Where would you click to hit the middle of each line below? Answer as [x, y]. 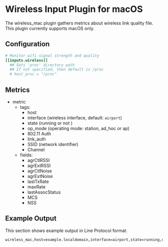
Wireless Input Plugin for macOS [74, 9]
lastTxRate [38, 181]
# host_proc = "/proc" [33, 74]
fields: [26, 155]
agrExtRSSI [39, 165]
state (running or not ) [50, 123]
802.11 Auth [39, 133]
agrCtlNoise [40, 170]
